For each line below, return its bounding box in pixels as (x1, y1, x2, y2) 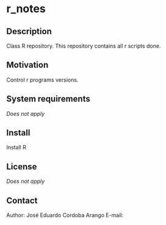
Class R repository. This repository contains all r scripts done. (6, 42, 161, 49)
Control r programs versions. (6, 76, 79, 84)
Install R (6, 144, 26, 151)
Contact (6, 195, 38, 205)
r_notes (6, 2, 46, 16)
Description (6, 26, 52, 37)
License (6, 161, 37, 172)
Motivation (6, 60, 49, 70)
